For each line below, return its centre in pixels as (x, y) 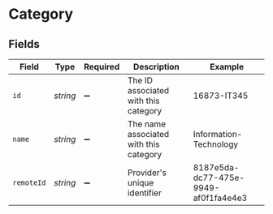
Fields (24, 44)
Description (156, 67)
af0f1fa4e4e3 (220, 198)
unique (141, 183)
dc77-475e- (219, 178)
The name (147, 124)
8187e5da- (216, 167)
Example (227, 67)
